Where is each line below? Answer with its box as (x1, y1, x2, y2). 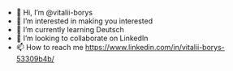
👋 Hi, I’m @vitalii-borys (15, 8, 93, 17)
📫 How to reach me (15, 43, 84, 52)
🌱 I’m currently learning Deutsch (15, 25, 124, 34)
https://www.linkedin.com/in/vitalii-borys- (84, 43, 226, 52)
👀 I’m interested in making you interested (15, 16, 153, 26)
